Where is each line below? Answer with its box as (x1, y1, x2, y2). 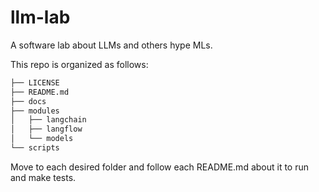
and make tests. (10, 171, 77, 183)
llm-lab (10, 6, 71, 29)
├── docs (10, 96, 47, 106)
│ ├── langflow (10, 124, 83, 135)
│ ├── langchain (10, 115, 87, 125)
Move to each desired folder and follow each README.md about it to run (10, 161, 310, 173)
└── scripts (10, 143, 60, 153)
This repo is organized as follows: (10, 58, 149, 70)
